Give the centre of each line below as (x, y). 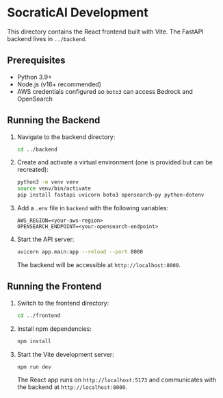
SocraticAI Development (78, 13)
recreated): (33, 170)
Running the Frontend (54, 287)
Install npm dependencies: (54, 328)
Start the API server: (45, 239)
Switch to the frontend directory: (63, 303)
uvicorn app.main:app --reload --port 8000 (80, 252)
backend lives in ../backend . (47, 38)
